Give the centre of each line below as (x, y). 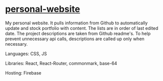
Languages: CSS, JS (26, 54)
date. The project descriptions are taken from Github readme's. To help (78, 33)
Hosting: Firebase (23, 73)
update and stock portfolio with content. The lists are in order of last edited (82, 28)
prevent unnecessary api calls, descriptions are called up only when (75, 39)
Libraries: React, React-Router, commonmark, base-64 (61, 63)
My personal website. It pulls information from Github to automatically (77, 23)
